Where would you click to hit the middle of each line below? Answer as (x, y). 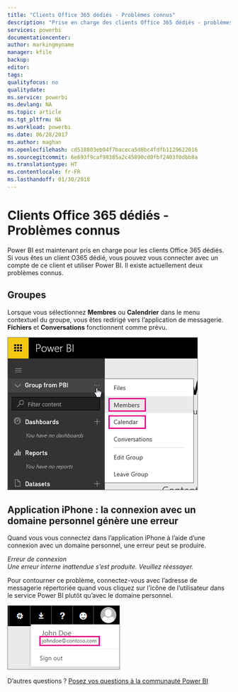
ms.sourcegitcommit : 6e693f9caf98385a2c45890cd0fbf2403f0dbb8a (103, 157)
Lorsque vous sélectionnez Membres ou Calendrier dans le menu (104, 312)
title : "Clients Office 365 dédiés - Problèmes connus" (91, 15)
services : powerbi (34, 30)
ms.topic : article (34, 112)
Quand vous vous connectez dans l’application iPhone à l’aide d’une (106, 538)
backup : (19, 60)
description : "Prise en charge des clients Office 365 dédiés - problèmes (120, 22)
